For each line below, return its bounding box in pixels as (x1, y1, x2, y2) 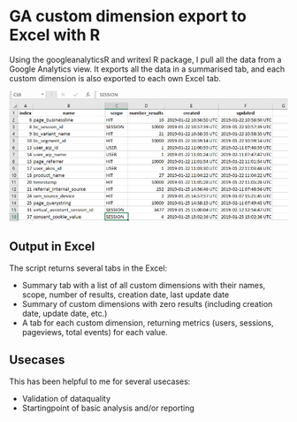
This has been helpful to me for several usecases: (9, 376, 191, 387)
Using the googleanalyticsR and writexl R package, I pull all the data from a (9, 54, 282, 65)
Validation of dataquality (21, 393, 111, 403)
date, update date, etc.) (21, 308, 108, 318)
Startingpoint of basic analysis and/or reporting (21, 403, 194, 413)
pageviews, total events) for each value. (21, 326, 168, 337)
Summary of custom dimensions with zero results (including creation (21, 298, 273, 309)
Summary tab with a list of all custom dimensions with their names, (21, 280, 266, 290)
